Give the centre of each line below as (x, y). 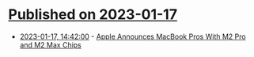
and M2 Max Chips (50, 44)
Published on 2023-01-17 (93, 15)
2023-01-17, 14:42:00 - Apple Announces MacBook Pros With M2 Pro (133, 36)
